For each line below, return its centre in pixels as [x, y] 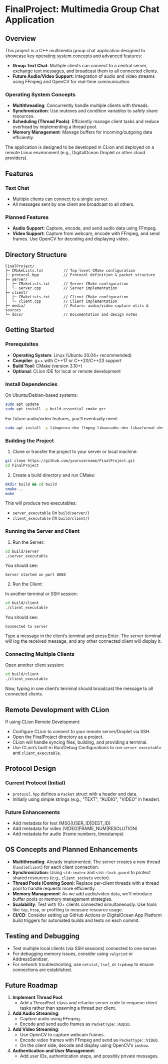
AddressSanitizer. [30, 959]
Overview [21, 38]
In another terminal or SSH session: [42, 594]
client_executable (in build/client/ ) [51, 518]
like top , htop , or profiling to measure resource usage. [68, 909]
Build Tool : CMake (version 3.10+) [47, 366]
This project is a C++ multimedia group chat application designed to [75, 50]
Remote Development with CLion [57, 710]
